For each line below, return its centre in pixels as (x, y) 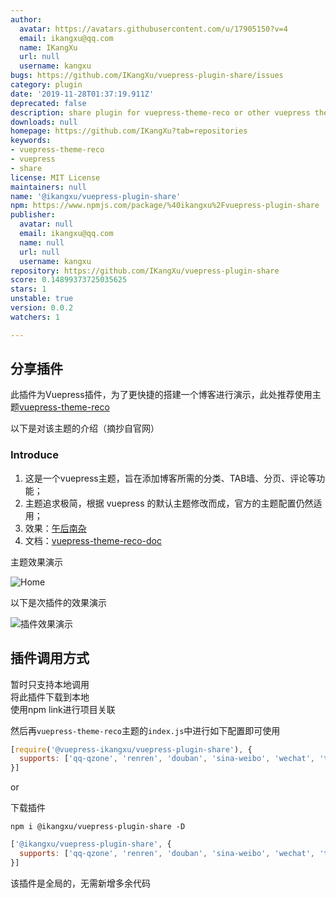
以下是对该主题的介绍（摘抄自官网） (85, 428)
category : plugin (46, 85)
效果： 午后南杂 (55, 528)
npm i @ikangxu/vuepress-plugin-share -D (98, 827)
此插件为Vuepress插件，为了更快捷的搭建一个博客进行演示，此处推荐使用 (161, 395)
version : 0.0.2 (42, 308)
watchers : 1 (35, 317)
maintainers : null (48, 187)
